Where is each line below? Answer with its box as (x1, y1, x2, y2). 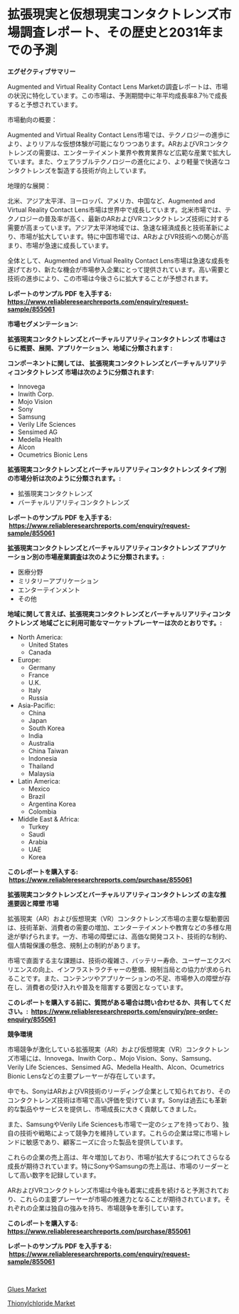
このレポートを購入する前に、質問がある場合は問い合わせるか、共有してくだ (7, 998, 231, 1006)
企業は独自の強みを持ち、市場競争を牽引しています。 (31, 1203, 188, 1212)
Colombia (28, 807, 57, 816)
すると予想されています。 (7, 100, 82, 108)
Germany (28, 663, 55, 672)
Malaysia (28, 769, 55, 778)
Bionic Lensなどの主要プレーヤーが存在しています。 (7, 1071, 159, 1080)
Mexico (28, 784, 51, 793)
